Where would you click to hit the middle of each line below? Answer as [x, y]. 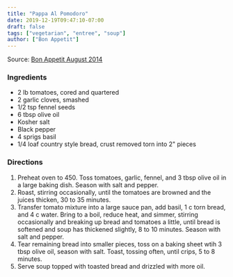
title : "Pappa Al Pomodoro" [48, 14]
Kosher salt [33, 122]
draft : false [26, 26]
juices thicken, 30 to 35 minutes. [64, 200]
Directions [25, 162]
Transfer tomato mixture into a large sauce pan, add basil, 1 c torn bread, [121, 207]
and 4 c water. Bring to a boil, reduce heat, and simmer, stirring [107, 214]
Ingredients [27, 77]
